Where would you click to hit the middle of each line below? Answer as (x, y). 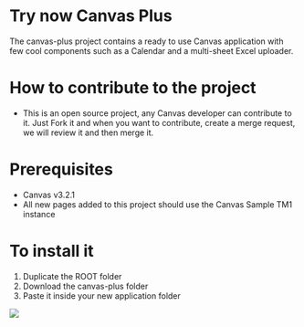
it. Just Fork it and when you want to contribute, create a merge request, (159, 122)
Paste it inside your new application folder (101, 295)
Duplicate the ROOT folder (72, 276)
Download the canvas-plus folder (85, 286)
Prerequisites (62, 169)
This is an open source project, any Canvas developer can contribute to (157, 113)
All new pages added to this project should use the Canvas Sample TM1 (157, 204)
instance (39, 214)
